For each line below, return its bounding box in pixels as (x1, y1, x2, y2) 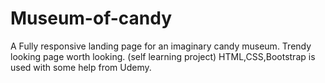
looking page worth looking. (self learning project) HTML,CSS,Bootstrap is (10, 50, 316, 62)
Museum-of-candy (10, 7, 173, 30)
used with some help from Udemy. (10, 61, 152, 73)
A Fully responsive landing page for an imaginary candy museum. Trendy (10, 40, 312, 52)
